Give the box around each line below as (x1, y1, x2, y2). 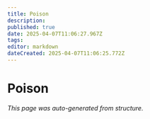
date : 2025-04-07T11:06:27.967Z (7, 30, 103, 38)
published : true (7, 23, 55, 30)
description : (7, 17, 46, 24)
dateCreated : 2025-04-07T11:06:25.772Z (7, 50, 125, 57)
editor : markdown (7, 43, 59, 50)
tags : (7, 37, 23, 44)
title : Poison (7, 10, 50, 18)
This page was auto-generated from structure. (7, 103, 144, 112)
